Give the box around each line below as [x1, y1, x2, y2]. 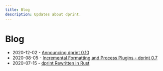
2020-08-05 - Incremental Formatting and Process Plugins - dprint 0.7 [12, 55, 158, 61]
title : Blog [5, 7, 30, 12]
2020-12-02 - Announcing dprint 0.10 [12, 50, 90, 56]
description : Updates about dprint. [5, 12, 81, 17]
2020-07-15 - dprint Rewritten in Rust [12, 60, 90, 66]
